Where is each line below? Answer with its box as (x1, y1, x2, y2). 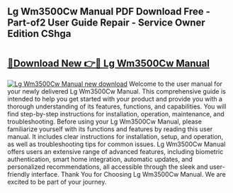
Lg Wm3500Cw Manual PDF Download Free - (7, 6, 211, 18)
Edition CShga (7, 28, 72, 40)
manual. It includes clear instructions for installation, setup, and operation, (7, 133, 224, 140)
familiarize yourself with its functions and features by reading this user (7, 125, 213, 133)
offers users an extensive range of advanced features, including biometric (7, 148, 224, 155)
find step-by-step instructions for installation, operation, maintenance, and (7, 110, 225, 118)
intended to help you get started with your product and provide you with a (7, 95, 223, 103)
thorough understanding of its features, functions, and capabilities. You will (7, 102, 227, 111)
